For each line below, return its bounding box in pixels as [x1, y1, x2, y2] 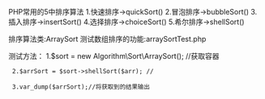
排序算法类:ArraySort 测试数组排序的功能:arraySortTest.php [8, 35, 207, 43]
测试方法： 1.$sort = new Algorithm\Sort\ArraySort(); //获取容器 [8, 52, 220, 60]
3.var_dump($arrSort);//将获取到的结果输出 [11, 83, 150, 91]
